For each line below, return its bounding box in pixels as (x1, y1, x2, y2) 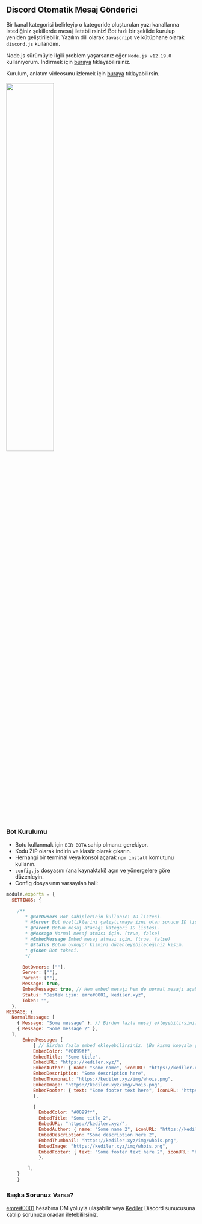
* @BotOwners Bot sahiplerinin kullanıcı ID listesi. (25, 914, 163, 920)
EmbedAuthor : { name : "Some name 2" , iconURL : (38, 1126, 158, 1133)
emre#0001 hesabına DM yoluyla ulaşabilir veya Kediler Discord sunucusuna (6, 1205, 195, 1212)
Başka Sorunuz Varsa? (6, 1191, 74, 1199)
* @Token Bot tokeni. (25, 947, 79, 953)
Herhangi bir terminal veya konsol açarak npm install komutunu (14, 854, 174, 861)
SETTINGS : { (11, 897, 42, 903)
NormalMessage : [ (11, 1014, 55, 1021)
